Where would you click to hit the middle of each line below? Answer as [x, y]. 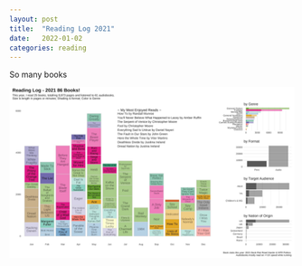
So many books [38, 75]
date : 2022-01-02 [46, 38]
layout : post [34, 19]
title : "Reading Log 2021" [62, 28]
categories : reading [48, 48]
